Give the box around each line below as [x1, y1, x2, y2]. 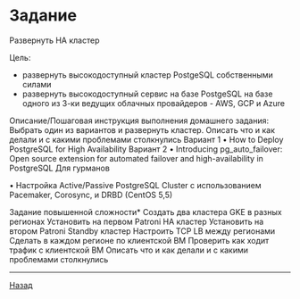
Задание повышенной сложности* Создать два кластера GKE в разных [9, 206, 283, 217]
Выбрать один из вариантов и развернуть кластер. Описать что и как [9, 124, 275, 135]
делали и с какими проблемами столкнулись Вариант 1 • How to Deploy [9, 134, 284, 145]
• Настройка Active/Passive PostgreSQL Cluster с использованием [9, 179, 262, 190]
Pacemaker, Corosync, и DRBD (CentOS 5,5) [9, 189, 173, 200]
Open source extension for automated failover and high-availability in [9, 153, 263, 163]
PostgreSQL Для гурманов [9, 162, 110, 173]
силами [21, 79, 52, 89]
